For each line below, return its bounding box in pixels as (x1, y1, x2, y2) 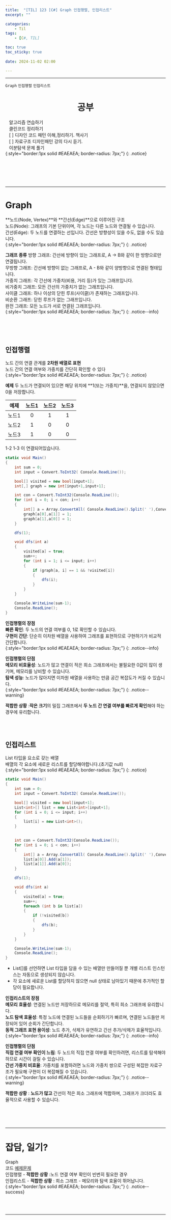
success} (5, 1189, 25, 1195)
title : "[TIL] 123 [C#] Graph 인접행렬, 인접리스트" (5, 7, 112, 13)
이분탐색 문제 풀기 (9, 145, 45, 151)
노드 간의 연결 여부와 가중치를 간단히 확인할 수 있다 (5, 366, 106, 372)
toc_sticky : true (5, 49, 42, 54)
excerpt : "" (5, 12, 31, 17)
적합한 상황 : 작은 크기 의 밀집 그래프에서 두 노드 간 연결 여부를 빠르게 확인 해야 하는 (5, 702, 165, 708)
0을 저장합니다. (5, 389, 36, 395)
